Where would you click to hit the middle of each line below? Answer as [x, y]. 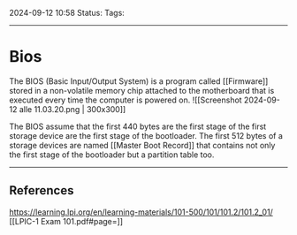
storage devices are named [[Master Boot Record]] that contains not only [142, 145]
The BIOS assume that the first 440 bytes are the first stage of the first [138, 126]
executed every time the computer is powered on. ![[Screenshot [126, 100]
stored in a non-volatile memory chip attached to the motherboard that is [142, 90]
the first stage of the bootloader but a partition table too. [112, 155]
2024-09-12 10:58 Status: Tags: [67, 13]
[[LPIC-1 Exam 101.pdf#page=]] [66, 221]
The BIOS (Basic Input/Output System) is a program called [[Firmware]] [139, 81]
